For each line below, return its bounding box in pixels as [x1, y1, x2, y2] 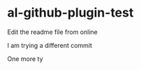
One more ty [7, 54, 43, 63]
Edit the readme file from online [7, 28, 98, 36]
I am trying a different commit [7, 41, 93, 49]
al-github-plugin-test [7, 5, 134, 21]
